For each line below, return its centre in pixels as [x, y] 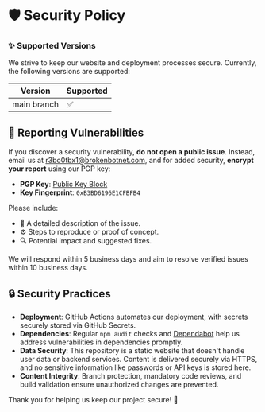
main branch [36, 104]
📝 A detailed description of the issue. [80, 223]
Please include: [33, 208]
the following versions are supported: [69, 72]
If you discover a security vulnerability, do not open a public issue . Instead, [132, 152]
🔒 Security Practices [60, 294]
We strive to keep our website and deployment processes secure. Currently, [132, 63]
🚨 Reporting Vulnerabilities [76, 132]
